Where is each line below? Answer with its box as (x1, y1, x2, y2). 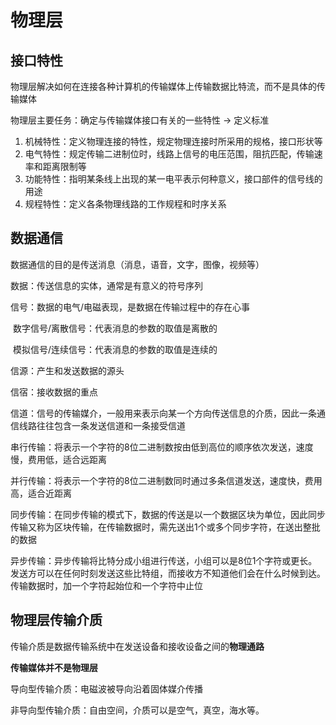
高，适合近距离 (10, 487, 72, 499)
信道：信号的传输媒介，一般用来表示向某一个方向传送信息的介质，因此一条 (10, 407, 317, 419)
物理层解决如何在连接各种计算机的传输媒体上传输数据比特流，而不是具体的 (10, 81, 317, 92)
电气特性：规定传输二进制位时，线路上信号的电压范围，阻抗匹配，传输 (24, 148, 315, 160)
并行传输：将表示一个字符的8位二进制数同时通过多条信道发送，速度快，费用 (10, 474, 323, 486)
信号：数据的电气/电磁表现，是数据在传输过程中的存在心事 (10, 301, 251, 313)
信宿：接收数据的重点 (10, 386, 98, 398)
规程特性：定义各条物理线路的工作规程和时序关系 (24, 198, 227, 210)
